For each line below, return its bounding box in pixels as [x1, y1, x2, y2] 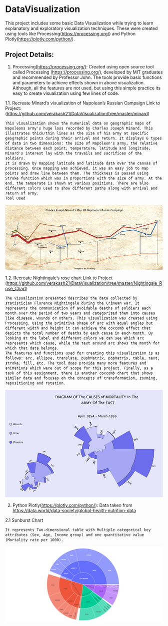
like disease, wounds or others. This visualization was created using [5, 316, 157, 321]
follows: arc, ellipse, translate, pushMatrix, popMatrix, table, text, [5, 356, 160, 361]
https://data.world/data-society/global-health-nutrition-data [12, 508, 136, 514]
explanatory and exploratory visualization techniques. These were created [5, 25, 158, 31]
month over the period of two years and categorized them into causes [5, 311, 155, 316]
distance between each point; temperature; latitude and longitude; [5, 146, 151, 151]
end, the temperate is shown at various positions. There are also [5, 181, 149, 186]
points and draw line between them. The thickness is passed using [5, 171, 149, 176]
